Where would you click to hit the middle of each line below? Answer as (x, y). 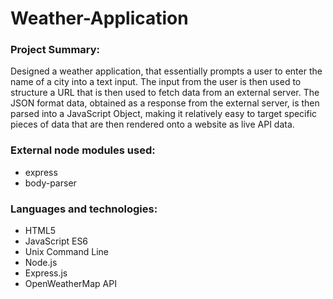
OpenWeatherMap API (70, 284)
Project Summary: (55, 50)
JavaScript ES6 (56, 241)
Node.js (41, 263)
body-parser (50, 183)
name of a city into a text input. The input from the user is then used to (156, 82)
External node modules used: (83, 150)
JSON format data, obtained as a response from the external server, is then (165, 103)
